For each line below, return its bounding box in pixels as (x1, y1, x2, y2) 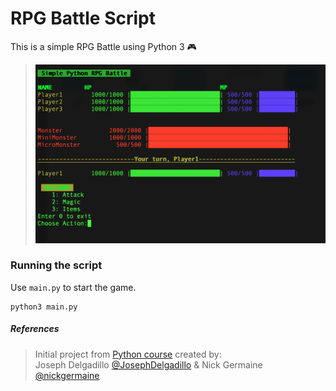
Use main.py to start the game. (10, 281, 137, 293)
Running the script (10, 258, 103, 272)
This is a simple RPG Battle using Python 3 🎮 (10, 40, 197, 52)
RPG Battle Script (10, 7, 156, 30)
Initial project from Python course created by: (34, 348, 222, 360)
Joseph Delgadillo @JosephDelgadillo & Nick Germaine (34, 358, 263, 371)
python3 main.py (10, 302, 78, 312)
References (10, 323, 60, 335)
